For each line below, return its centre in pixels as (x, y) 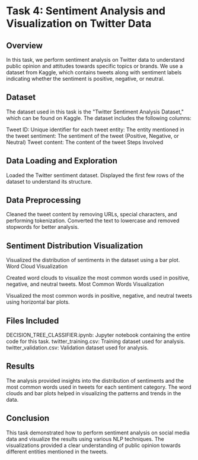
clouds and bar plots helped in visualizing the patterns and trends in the (94, 393)
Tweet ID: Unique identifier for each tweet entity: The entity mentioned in (95, 130)
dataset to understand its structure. (49, 181)
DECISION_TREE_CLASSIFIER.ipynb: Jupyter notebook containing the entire (98, 335)
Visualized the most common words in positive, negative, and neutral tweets (99, 296)
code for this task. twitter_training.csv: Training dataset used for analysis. (96, 341)
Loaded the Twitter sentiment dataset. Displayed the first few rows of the (95, 175)
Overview (25, 45)
